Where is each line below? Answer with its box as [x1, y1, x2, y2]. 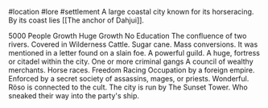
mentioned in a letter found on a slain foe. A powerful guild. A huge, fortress [8, 48, 260, 57]
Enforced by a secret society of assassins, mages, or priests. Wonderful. [8, 74, 249, 83]
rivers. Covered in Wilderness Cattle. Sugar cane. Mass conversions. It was [8, 39, 258, 49]
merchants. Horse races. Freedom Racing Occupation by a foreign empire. [8, 65, 255, 75]
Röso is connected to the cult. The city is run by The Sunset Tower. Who [8, 82, 248, 92]
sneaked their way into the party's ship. [8, 91, 139, 100]
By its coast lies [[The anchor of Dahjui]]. [8, 15, 145, 25]
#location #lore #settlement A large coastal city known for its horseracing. [8, 7, 254, 16]
